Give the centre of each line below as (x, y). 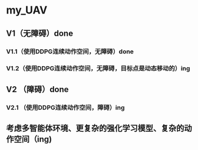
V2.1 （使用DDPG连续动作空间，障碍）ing (65, 107)
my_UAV (27, 10)
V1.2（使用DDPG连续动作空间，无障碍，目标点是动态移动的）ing (98, 69)
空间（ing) (33, 139)
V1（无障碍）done (40, 33)
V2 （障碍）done (37, 89)
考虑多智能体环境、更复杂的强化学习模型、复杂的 (95, 129)
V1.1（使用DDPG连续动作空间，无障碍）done (70, 52)
